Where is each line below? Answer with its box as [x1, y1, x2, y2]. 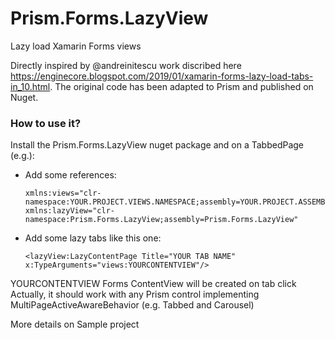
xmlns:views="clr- [24, 188, 102, 199]
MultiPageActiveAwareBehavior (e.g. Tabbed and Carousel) [10, 299, 255, 311]
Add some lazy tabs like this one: [24, 232, 162, 244]
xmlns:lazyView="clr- [24, 206, 115, 216]
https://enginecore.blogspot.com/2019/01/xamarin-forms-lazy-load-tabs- [10, 70, 314, 82]
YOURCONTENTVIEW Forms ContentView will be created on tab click [10, 278, 297, 290]
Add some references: [24, 169, 117, 181]
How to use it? [10, 116, 82, 130]
